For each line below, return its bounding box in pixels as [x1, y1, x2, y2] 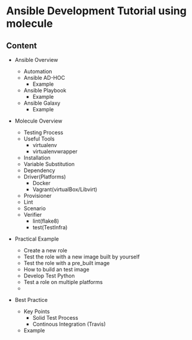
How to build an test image [23, 266, 90, 273]
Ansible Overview [14, 57, 58, 63]
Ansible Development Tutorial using [6, 4, 187, 18]
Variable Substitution [23, 161, 75, 167]
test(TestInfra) [32, 224, 68, 230]
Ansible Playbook [23, 87, 67, 93]
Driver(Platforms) [23, 173, 67, 180]
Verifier [23, 211, 42, 218]
